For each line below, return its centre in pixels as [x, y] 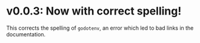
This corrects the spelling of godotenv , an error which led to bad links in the [100, 28]
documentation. [26, 34]
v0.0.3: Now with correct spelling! [94, 11]
